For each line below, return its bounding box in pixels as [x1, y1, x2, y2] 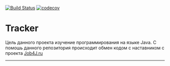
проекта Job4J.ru [5, 50, 43, 56]
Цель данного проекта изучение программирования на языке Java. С [5, 39, 157, 45]
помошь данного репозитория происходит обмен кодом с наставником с [5, 45, 164, 51]
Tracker [5, 23, 39, 34]
